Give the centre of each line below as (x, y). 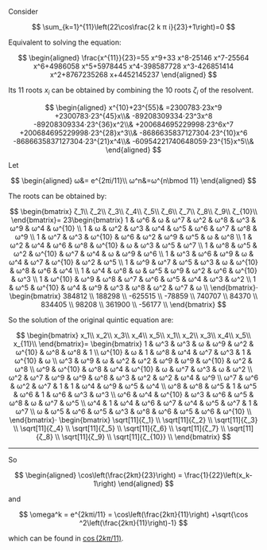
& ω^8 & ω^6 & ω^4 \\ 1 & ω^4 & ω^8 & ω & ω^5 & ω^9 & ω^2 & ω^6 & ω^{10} (133, 271)
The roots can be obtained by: (58, 196)
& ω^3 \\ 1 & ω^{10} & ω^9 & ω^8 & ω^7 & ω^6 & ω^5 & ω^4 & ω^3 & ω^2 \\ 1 (133, 279)
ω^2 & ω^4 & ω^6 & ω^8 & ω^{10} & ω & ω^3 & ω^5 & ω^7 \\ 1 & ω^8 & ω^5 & (133, 245)
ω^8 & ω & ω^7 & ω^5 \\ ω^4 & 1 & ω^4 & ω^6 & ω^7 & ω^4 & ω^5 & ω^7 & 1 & (133, 403)
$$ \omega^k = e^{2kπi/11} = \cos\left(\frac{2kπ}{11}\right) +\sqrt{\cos (133, 514)
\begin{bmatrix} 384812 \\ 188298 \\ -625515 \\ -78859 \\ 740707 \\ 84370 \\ (133, 296)
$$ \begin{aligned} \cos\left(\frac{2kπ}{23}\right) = (99, 475)
